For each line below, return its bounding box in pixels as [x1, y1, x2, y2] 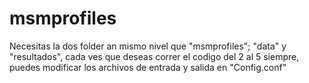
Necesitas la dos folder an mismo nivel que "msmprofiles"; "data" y [9, 40, 287, 52]
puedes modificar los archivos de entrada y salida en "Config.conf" [9, 61, 287, 73]
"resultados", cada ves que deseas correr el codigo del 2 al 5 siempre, [9, 50, 300, 62]
